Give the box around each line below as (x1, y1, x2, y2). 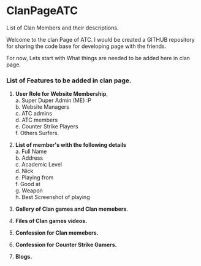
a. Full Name (15, 148, 47, 155)
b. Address (15, 154, 44, 162)
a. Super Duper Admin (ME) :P (15, 96, 92, 104)
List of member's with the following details (15, 141, 127, 149)
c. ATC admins (15, 110, 52, 117)
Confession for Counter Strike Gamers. (15, 241, 118, 249)
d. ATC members (15, 116, 58, 123)
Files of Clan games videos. (15, 217, 88, 225)
